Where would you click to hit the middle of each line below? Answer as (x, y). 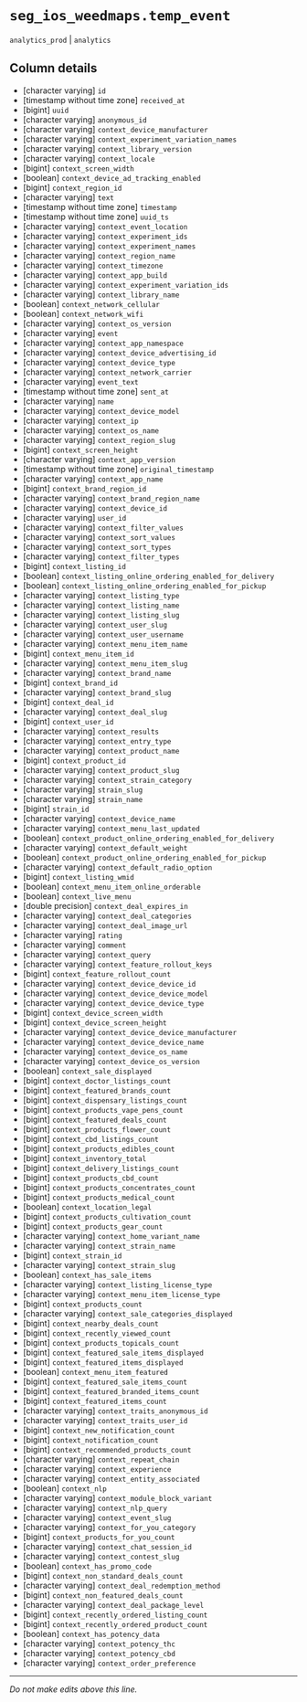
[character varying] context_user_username (103, 634)
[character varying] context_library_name (101, 294)
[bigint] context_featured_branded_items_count (111, 1390)
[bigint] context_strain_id (72, 1255)
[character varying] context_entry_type (97, 740)
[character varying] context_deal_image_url (105, 925)
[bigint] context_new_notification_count (99, 1430)
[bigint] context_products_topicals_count (101, 1342)
